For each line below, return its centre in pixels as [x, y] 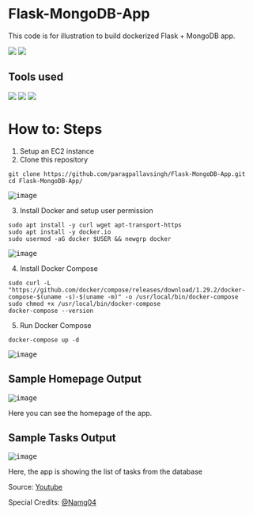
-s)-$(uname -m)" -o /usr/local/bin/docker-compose [151, 297]
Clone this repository [54, 159]
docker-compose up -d [44, 340]
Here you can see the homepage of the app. [80, 413]
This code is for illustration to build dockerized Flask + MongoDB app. [122, 36]
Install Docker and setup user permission [86, 210]
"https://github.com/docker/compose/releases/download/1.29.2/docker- [127, 290]
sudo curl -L [30, 283]
